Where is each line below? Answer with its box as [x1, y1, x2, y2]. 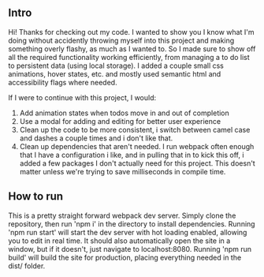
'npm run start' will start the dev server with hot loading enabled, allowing [8, 227, 247, 237]
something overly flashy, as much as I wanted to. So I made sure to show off [8, 43, 256, 54]
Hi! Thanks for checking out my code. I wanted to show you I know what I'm [8, 27, 255, 36]
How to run [8, 189, 64, 204]
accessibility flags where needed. [8, 77, 117, 87]
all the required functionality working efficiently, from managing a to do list [8, 52, 250, 62]
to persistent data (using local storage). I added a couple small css [8, 61, 225, 70]
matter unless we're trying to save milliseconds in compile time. [19, 167, 226, 176]
